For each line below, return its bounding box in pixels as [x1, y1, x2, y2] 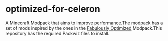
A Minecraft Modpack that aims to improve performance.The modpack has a [5, 20, 163, 26]
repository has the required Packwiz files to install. [5, 30, 110, 36]
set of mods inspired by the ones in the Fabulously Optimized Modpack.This [5, 25, 162, 31]
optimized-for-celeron [5, 3, 100, 15]
